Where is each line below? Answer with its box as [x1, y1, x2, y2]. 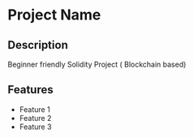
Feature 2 [19, 113, 52, 123]
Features [7, 83, 54, 97]
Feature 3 [19, 122, 52, 132]
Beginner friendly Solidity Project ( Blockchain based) [7, 59, 187, 69]
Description [7, 38, 68, 52]
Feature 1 [19, 104, 50, 114]
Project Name [7, 6, 101, 24]
